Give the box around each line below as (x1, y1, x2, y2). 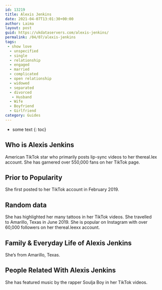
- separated (9, 85, 34, 90)
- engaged (9, 62, 30, 67)
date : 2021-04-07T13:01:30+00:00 (5, 16, 74, 21)
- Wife (9, 99, 23, 104)
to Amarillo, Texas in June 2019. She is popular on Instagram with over (5, 219, 148, 225)
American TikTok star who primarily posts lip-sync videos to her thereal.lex (5, 154, 158, 160)
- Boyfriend (9, 104, 34, 109)
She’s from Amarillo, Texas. (5, 252, 61, 257)
